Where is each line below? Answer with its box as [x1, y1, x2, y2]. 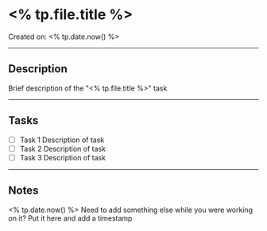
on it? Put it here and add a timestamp [8, 213, 133, 223]
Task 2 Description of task [19, 144, 106, 153]
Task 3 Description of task [19, 152, 106, 162]
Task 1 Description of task [19, 135, 105, 144]
